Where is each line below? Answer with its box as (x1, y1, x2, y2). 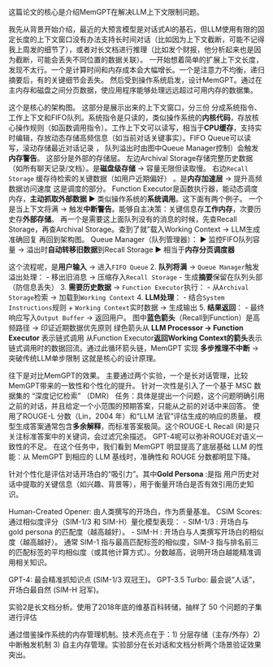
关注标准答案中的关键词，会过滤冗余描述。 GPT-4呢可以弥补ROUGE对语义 (8, 431, 257, 441)
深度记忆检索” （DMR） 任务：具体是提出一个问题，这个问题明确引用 (35, 391, 265, 401)
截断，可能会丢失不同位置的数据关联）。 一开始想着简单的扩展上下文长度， (15, 55, 263, 64)
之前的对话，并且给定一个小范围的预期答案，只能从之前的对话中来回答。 (8, 401, 250, 410)
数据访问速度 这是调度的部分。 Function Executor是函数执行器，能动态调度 (8, 184, 258, 193)
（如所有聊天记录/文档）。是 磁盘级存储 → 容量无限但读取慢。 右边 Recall (8, 163, 249, 173)
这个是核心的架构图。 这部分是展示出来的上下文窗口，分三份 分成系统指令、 (8, 102, 262, 112)
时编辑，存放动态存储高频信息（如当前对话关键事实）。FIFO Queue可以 (8, 133, 245, 142)
